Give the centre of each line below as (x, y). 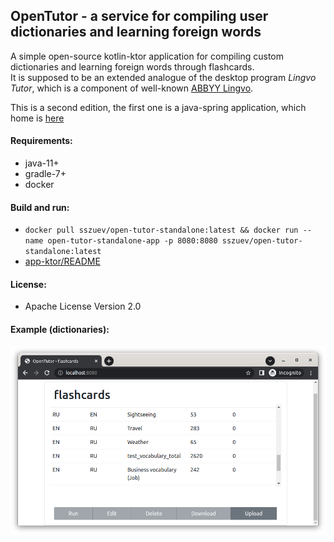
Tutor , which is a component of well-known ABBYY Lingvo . (132, 88)
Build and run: (40, 207)
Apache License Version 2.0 (83, 306)
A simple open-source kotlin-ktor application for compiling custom (147, 56)
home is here (37, 118)
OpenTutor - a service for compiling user (139, 16)
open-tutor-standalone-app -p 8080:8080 (132, 241)
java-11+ (42, 163)
